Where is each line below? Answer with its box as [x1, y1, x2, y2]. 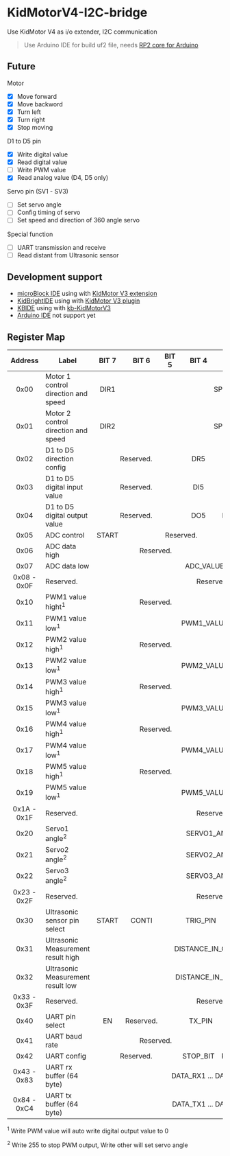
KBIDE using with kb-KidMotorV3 [16, 304, 111, 312]
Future [7, 60, 36, 73]
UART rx [45, 1062, 73, 1072]
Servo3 [45, 866, 69, 876]
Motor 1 [45, 372, 71, 382]
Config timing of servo [16, 208, 81, 217]
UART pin [45, 1011, 77, 1021]
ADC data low [45, 562, 90, 571]
